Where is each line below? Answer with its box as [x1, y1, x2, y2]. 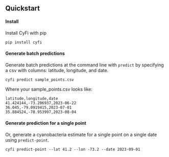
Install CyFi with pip [5, 30, 47, 36]
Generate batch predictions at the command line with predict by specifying [5, 61, 164, 68]
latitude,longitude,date [5, 96, 58, 101]
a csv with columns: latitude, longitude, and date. [5, 67, 109, 73]
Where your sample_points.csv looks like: [5, 86, 93, 92]
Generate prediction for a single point [5, 120, 87, 126]
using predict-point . [5, 137, 50, 143]
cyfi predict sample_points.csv [5, 77, 74, 82]
